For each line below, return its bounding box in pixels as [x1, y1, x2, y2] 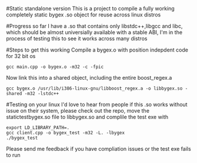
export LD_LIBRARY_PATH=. [6, 125, 69, 131]
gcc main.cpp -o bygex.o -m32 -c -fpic [6, 64, 104, 70]
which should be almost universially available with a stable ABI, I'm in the [6, 29, 183, 36]
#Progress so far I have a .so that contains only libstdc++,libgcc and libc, [6, 23, 183, 29]
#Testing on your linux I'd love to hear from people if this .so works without [6, 101, 188, 108]
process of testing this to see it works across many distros [6, 35, 148, 42]
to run [6, 152, 21, 158]
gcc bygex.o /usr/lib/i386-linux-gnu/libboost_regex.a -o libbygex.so [6, 86, 183, 91]
